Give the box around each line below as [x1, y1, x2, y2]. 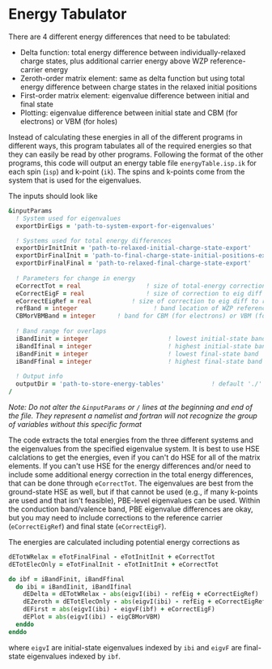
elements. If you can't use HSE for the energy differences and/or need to [8, 460, 251, 471]
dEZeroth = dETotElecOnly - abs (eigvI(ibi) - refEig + [23, 598, 212, 606]
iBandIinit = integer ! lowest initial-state [15, 334, 249, 343]
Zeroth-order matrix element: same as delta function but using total [19, 73, 245, 83]
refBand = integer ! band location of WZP [15, 304, 233, 313]
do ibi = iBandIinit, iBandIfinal [15, 582, 132, 591]
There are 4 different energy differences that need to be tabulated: [8, 32, 231, 41]
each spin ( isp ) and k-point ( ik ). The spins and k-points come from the [8, 166, 245, 176]
